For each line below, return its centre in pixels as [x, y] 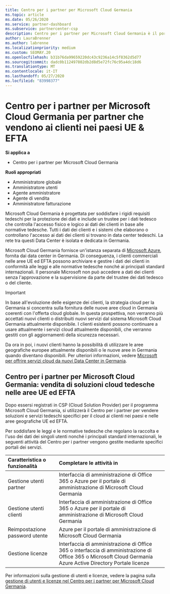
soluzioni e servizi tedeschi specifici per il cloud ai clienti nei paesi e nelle [82, 416]
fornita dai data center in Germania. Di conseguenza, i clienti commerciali [82, 256]
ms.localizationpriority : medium [40, 48]
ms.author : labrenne [27, 43]
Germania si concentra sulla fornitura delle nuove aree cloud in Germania [81, 307]
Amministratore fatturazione [42, 203]
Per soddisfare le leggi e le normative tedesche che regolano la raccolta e [82, 431]
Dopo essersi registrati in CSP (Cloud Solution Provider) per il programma [82, 405]
